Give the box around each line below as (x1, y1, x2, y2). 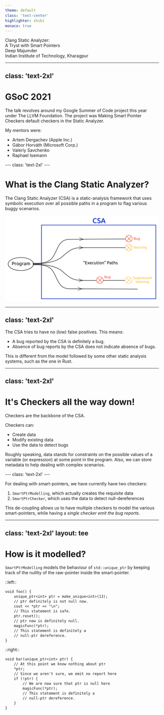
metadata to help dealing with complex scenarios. (5, 462, 105, 468)
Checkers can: (5, 422, 35, 428)
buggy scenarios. (5, 205, 41, 211)
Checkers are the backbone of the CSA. (5, 413, 85, 419)
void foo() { (5, 589, 32, 594)
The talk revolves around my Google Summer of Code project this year (5, 108, 147, 113)
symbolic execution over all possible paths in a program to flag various (5, 200, 147, 206)
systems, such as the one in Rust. (5, 358, 73, 364)
